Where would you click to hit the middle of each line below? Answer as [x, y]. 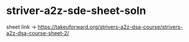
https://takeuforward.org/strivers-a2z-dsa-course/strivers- [110, 27]
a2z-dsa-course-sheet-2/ [38, 33]
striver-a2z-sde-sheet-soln [76, 11]
